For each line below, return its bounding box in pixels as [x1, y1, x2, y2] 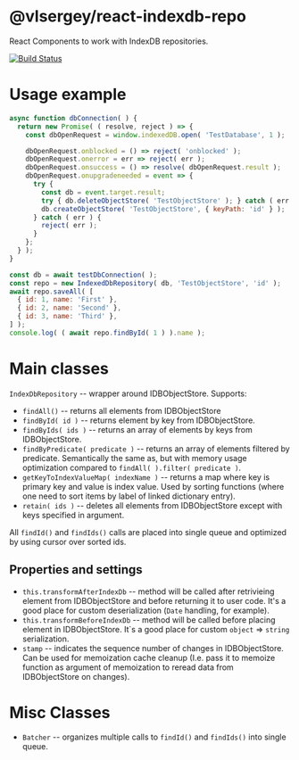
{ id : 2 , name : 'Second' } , [17, 303, 122, 313]
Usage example [9, 85, 127, 104]
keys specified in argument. [21, 509, 125, 520]
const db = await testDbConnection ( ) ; [9, 270, 158, 279]
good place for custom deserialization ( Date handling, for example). [21, 605, 270, 615]
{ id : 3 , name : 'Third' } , [17, 312, 118, 321]
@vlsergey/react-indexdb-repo [9, 6, 247, 27]
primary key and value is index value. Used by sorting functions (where [21, 481, 285, 492]
